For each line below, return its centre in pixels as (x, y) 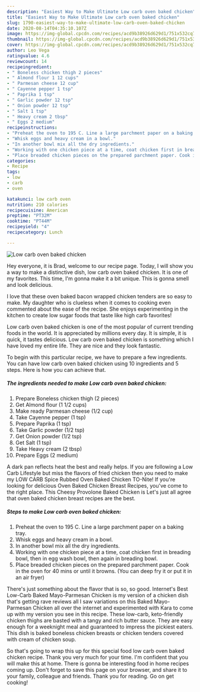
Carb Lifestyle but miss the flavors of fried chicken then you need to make (98, 473)
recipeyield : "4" (28, 227)
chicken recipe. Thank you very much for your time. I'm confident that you (98, 657)
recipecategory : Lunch (35, 232)
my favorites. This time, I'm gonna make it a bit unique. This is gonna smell (98, 278)
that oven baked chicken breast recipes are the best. (71, 498)
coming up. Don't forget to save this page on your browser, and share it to (97, 669)
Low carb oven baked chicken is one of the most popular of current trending (100, 327)
